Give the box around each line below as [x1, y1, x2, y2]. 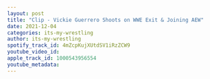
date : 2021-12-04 [7, 23, 57, 30]
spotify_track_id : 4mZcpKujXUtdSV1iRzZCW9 [7, 42, 130, 49]
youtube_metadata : [7, 61, 60, 68]
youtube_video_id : [7, 49, 60, 56]
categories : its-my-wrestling [7, 29, 94, 36]
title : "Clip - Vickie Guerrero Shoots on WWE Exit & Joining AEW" [7, 16, 205, 23]
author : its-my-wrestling [7, 36, 81, 43]
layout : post [7, 10, 45, 17]
